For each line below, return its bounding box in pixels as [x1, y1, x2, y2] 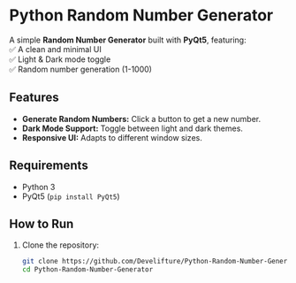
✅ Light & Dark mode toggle [9, 54, 111, 65]
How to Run [9, 216, 74, 231]
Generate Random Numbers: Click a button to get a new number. [21, 113, 262, 124]
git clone [21, 257, 59, 266]
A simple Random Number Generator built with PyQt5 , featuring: [9, 34, 247, 45]
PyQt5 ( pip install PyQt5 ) [21, 191, 121, 202]
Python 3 [21, 181, 56, 192]
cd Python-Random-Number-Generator [21, 265, 154, 274]
